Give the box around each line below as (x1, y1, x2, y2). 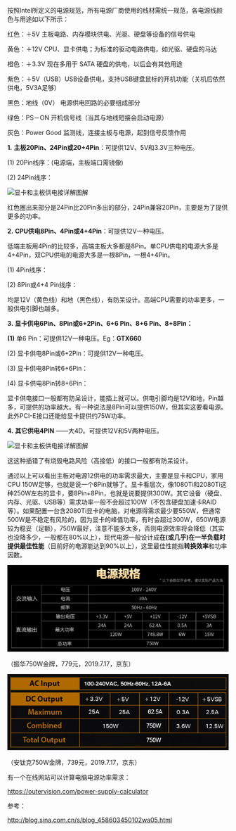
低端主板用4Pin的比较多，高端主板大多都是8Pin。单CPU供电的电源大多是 (7, 242, 219, 250)
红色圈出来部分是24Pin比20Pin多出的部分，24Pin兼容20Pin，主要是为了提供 (7, 203, 228, 211)
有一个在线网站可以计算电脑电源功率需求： (7, 773, 131, 781)
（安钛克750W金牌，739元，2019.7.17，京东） (7, 758, 141, 766)
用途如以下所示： (19, 15, 69, 23)
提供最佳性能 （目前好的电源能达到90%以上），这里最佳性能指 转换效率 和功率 (7, 542, 228, 550)
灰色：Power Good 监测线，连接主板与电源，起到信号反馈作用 (7, 129, 187, 137)
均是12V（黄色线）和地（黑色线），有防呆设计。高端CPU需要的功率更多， (7, 296, 219, 304)
